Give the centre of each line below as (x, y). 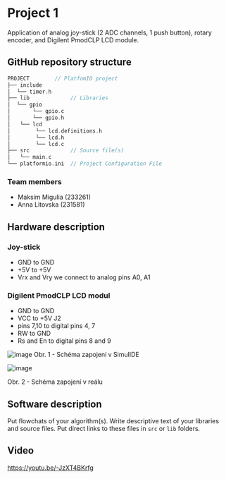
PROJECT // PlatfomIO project (63, 78)
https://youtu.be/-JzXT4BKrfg (50, 468)
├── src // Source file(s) (66, 151)
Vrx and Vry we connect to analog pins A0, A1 (84, 277)
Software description (55, 404)
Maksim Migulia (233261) (54, 197)
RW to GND (34, 334)
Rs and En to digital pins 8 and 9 (64, 341)
